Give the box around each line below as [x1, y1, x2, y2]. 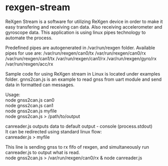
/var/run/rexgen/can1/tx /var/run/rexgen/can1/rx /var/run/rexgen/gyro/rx [5, 55, 157, 61]
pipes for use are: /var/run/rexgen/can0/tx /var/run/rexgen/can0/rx [5, 50, 147, 56]
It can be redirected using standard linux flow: [5, 128, 102, 134]
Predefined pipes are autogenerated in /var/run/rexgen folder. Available [5, 44, 155, 51]
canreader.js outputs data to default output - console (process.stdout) [5, 123, 153, 129]
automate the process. [5, 35, 53, 41]
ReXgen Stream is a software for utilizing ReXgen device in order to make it [5, 18, 163, 25]
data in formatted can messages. [5, 81, 75, 88]
